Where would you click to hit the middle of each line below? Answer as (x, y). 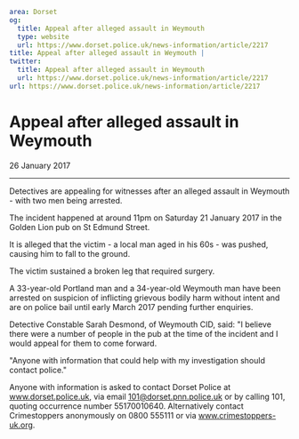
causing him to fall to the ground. (70, 253)
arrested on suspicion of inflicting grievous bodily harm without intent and (145, 298)
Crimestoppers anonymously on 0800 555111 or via (103, 415)
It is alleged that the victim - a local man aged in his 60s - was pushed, (139, 244)
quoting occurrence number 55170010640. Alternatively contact (127, 406)
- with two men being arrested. (66, 200)
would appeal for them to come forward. (83, 343)
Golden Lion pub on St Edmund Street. (80, 227)
